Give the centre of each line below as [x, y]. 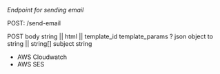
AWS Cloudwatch [42, 57]
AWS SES [31, 64]
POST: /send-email [34, 23]
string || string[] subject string [50, 44]
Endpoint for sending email [46, 10]
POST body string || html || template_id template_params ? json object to [110, 36]
